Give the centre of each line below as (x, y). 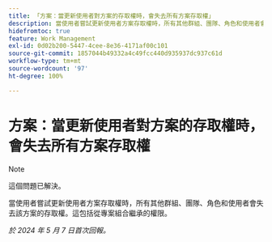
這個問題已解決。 (37, 185)
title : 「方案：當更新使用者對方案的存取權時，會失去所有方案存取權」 (111, 16)
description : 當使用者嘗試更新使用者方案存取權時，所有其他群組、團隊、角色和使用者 (134, 23)
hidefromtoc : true (39, 31)
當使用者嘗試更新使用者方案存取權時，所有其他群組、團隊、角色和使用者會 (132, 202)
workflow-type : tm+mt (45, 62)
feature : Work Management (52, 38)
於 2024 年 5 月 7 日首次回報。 (59, 230)
